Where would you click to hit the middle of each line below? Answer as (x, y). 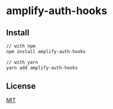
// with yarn (22, 62)
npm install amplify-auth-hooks (46, 51)
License (21, 86)
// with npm (21, 46)
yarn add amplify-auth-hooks (42, 68)
